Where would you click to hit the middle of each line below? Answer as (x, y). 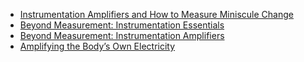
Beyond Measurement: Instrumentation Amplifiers (122, 35)
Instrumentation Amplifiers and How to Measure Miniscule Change (156, 14)
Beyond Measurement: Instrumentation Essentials (122, 25)
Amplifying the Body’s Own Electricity (97, 46)
